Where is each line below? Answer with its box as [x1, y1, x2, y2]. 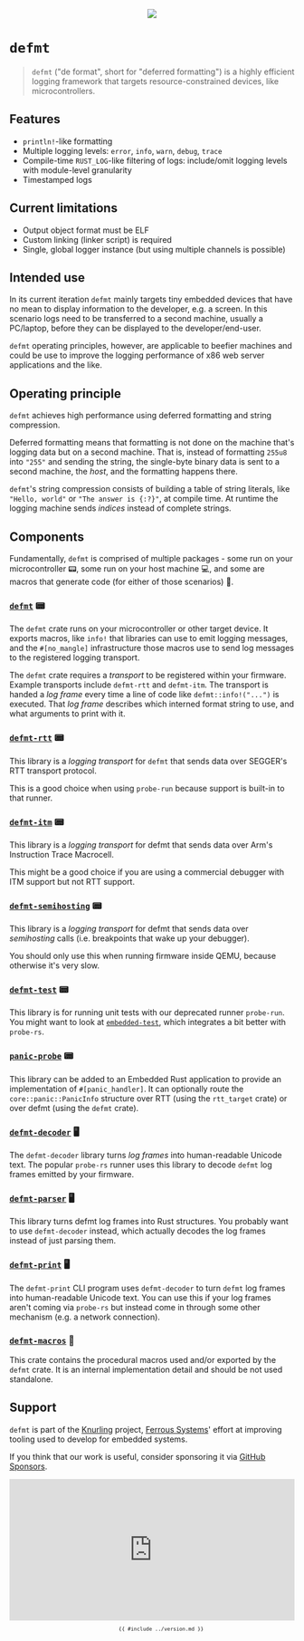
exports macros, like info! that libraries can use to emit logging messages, [9, 633, 289, 644]
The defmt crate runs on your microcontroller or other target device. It [9, 623, 269, 634]
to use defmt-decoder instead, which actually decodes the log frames [9, 1225, 266, 1236]
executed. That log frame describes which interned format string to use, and [9, 698, 295, 710]
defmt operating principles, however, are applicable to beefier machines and [9, 341, 292, 351]
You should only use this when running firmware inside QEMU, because [9, 951, 277, 962]
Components [9, 529, 84, 544]
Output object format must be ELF [22, 225, 149, 235]
